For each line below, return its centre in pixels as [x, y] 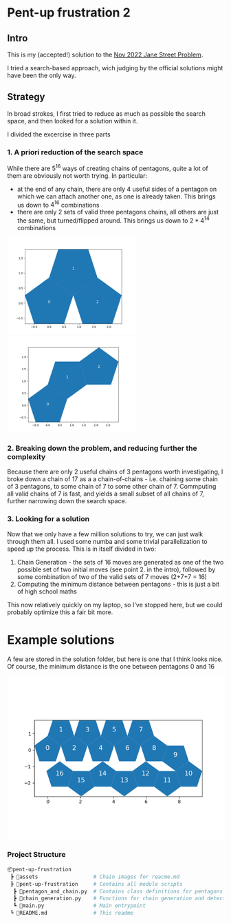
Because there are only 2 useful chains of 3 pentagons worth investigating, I [115, 472]
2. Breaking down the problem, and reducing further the [102, 448]
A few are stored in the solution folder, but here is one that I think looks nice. [115, 659]
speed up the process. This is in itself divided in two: [82, 549]
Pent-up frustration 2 [69, 13]
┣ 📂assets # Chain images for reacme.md [95, 877]
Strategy [26, 97]
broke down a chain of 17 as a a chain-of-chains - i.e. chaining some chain [113, 479]
